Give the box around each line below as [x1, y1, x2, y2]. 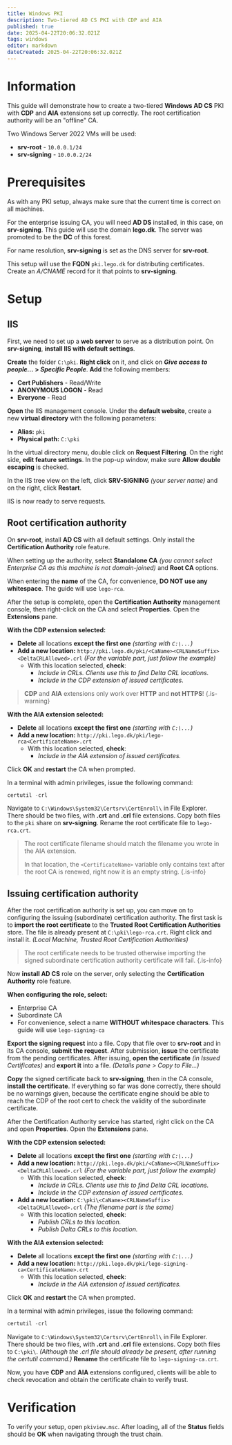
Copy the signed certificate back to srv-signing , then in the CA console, [7, 1075, 213, 1083]
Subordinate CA [17, 1011, 63, 1020]
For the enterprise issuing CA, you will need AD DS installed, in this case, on [7, 218, 224, 226]
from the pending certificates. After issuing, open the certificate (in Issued [7, 1054, 220, 1062]
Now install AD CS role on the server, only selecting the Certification [7, 970, 205, 978]
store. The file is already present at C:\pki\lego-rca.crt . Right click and [7, 928, 212, 937]
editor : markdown [7, 42, 57, 49]
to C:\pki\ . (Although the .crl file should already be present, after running [7, 1347, 216, 1356]
